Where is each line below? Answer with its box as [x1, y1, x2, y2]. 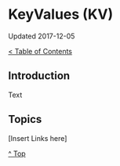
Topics [8, 113, 42, 126]
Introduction [8, 69, 71, 83]
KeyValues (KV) [8, 5, 114, 23]
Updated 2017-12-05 [8, 31, 75, 41]
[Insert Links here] [8, 133, 67, 143]
